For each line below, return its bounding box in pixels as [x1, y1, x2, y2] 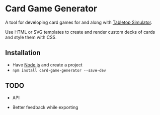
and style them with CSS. [5, 34, 57, 40]
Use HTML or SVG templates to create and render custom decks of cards [5, 29, 156, 35]
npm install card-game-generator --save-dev [12, 68, 106, 73]
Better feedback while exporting [12, 104, 79, 110]
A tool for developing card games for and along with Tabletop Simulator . [5, 19, 153, 25]
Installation [5, 49, 41, 57]
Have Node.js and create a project [12, 61, 83, 67]
